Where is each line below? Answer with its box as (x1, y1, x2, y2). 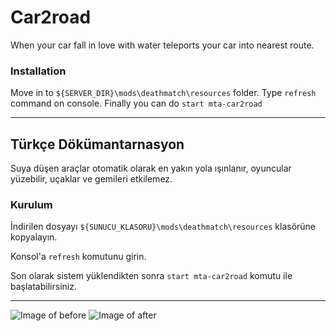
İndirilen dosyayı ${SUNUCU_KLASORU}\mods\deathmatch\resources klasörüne (10, 221, 317, 233)
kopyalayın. (10, 231, 58, 243)
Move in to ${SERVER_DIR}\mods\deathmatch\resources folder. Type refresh (10, 87, 317, 99)
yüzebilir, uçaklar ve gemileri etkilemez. (10, 173, 173, 185)
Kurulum (10, 197, 53, 211)
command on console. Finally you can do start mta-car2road (10, 97, 263, 110)
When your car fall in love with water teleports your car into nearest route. (10, 39, 315, 51)
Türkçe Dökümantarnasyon (10, 136, 185, 153)
